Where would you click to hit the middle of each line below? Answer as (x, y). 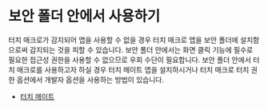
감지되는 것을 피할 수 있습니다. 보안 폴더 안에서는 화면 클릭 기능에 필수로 (141, 49)
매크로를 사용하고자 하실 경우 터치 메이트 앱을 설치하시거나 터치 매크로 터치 (133, 69)
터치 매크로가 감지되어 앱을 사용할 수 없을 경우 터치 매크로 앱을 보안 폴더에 (123, 40)
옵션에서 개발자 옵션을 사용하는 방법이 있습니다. (90, 80)
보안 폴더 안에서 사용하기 (84, 16)
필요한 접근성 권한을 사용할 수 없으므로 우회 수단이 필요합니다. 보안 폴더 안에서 (130, 60)
